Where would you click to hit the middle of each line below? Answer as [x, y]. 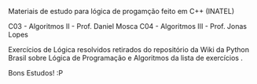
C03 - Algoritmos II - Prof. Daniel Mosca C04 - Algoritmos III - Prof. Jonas [128, 26]
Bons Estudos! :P [36, 73]
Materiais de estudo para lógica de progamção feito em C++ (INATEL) [121, 11]
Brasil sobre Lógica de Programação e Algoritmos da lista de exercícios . [126, 58]
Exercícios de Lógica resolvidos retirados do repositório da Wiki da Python [129, 49]
